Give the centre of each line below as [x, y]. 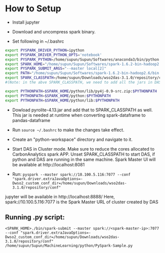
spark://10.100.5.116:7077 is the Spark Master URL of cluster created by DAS [82, 202]
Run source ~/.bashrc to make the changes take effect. [68, 130]
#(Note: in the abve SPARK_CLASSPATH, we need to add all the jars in [79, 82]
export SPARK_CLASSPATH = [30, 78]
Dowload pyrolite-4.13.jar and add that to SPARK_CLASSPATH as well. [82, 110]
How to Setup [33, 9]
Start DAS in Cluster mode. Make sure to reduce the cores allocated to [83, 149]
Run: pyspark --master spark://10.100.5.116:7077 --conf [71, 174]
